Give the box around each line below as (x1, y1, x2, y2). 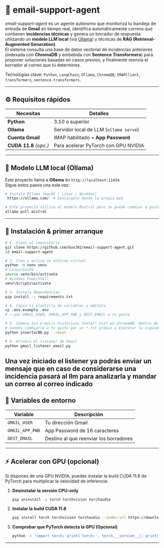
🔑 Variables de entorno (5, 397, 76, 405)
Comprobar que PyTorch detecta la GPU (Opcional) (12, 524, 118, 530)
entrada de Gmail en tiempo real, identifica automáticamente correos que (5, 25, 153, 31)
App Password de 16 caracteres (44, 427, 119, 434)
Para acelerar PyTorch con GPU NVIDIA (53, 142, 144, 148)
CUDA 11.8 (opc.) (7, 142, 49, 148)
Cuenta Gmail (7, 134, 40, 141)
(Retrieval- (132, 36, 155, 42)
